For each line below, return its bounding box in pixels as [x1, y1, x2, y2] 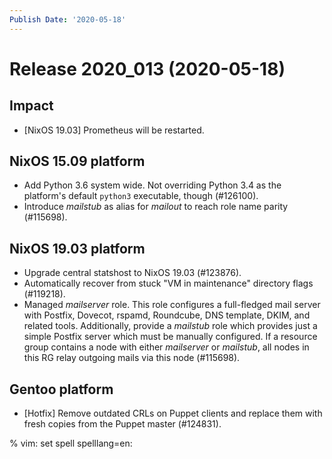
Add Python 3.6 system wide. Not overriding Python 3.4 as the [23, 179, 282, 191]
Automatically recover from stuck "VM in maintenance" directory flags [23, 277, 314, 290]
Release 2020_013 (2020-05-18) [9, 57, 286, 80]
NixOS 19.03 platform [9, 240, 146, 257]
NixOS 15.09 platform [9, 153, 146, 170]
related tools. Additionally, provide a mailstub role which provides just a [23, 320, 318, 332]
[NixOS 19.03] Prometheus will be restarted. [23, 124, 205, 136]
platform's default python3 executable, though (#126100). [23, 190, 259, 202]
